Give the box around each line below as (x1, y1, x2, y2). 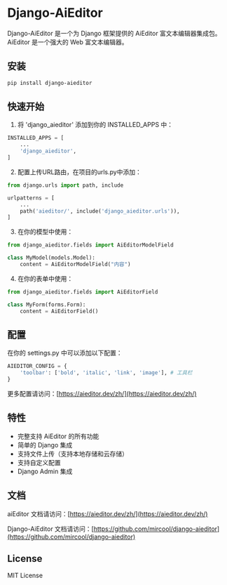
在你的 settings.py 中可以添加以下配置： (7, 349, 123, 357)
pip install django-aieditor (7, 79, 92, 86)
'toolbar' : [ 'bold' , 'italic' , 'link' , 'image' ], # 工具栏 (20, 369, 193, 376)
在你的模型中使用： (17, 228, 74, 236)
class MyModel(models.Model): (7, 254, 96, 261)
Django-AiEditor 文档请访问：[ (7, 525, 95, 533)
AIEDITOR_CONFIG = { (7, 363, 68, 370)
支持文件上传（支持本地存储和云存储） (17, 449, 128, 458)
